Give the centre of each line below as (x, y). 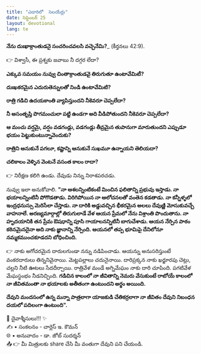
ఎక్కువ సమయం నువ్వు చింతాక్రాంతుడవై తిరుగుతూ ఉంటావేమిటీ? (75, 74)
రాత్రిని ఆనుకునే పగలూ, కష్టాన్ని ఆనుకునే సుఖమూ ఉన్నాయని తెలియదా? (82, 148)
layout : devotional (31, 23)
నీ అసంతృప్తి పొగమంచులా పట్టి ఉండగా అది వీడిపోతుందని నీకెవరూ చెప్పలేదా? (88, 114)
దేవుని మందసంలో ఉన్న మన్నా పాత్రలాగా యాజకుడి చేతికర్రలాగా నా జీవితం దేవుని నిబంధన (101, 297)
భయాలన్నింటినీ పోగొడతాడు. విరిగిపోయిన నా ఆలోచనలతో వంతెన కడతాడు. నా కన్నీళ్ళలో (99, 198)
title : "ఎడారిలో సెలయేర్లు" (37, 12)
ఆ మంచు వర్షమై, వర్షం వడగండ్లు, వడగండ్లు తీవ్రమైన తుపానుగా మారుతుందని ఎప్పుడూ (96, 127)
